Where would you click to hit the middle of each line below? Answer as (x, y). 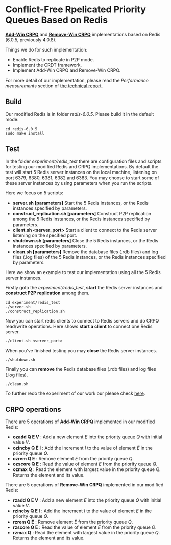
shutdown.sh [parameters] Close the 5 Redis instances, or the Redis (86, 240)
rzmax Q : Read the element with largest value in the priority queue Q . (86, 533)
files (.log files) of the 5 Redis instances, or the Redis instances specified (89, 257)
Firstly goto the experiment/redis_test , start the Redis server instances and (84, 287)
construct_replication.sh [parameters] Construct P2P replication (82, 213)
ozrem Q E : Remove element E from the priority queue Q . (73, 459)
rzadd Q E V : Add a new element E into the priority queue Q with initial (87, 500)
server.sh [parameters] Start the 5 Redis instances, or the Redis (81, 203)
